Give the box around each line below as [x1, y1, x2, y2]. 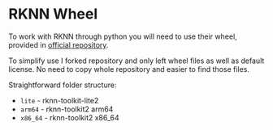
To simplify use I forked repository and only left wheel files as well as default [8, 56, 265, 65]
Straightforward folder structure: [8, 80, 117, 90]
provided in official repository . [8, 40, 109, 49]
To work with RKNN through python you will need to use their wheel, [8, 31, 237, 41]
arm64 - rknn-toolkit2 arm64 [19, 104, 114, 114]
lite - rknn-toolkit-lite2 [19, 95, 99, 105]
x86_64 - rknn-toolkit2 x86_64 [19, 112, 119, 122]
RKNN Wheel [8, 5, 98, 23]
